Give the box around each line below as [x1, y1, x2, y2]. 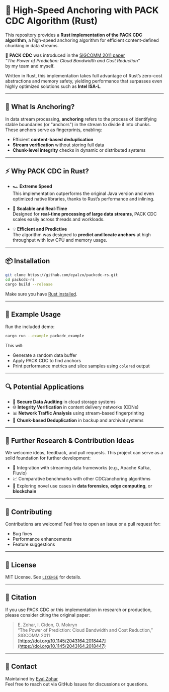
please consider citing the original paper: [5, 612, 91, 618]
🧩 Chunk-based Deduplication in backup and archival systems [12, 417, 144, 423]
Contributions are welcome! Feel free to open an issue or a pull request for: [5, 521, 161, 527]
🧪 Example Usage [5, 310, 61, 319]
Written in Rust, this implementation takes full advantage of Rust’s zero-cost [5, 72, 162, 78]
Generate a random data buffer [12, 352, 77, 358]
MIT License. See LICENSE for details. [5, 574, 81, 580]
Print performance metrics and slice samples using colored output [12, 363, 150, 369]
